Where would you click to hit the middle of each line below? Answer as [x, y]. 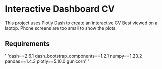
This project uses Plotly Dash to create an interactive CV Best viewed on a [81, 23]
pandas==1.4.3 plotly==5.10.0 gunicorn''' [47, 61]
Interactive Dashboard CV [60, 9]
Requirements [27, 44]
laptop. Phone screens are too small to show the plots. [61, 28]
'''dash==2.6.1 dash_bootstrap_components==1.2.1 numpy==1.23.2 [74, 56]
